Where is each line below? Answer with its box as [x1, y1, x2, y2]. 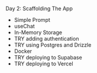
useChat [14, 23, 35, 29]
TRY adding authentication [14, 35, 79, 42]
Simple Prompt [14, 16, 51, 23]
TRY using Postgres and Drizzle [14, 41, 92, 48]
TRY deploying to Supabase [14, 54, 82, 61]
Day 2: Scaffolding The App [5, 5, 73, 12]
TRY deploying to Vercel [14, 60, 73, 67]
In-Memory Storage [14, 29, 63, 36]
